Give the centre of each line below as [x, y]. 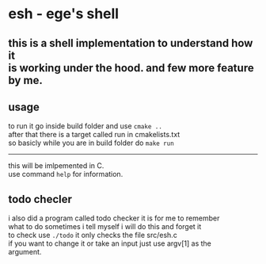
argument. [25, 252]
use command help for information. [66, 174]
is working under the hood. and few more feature [131, 68]
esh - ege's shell [64, 14]
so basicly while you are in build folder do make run [91, 143]
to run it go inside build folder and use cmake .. [85, 126]
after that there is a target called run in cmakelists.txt [94, 135]
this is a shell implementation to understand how [131, 43]
